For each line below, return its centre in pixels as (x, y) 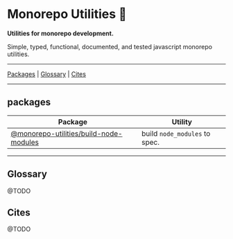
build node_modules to (176, 133)
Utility (182, 122)
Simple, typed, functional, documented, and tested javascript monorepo (110, 46)
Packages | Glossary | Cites (47, 74)
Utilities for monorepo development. (61, 33)
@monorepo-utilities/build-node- (67, 133)
